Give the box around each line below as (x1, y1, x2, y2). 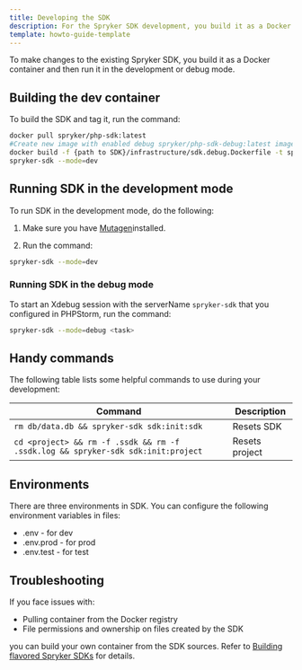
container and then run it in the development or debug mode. (9, 64, 235, 75)
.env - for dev (22, 527, 74, 539)
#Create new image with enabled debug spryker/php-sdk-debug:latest (9, 140, 271, 149)
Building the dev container (9, 90, 160, 105)
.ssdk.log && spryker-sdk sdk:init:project (13, 446, 203, 456)
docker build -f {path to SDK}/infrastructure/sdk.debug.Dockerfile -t (9, 147, 283, 157)
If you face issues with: (9, 596, 95, 607)
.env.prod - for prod (22, 537, 96, 548)
